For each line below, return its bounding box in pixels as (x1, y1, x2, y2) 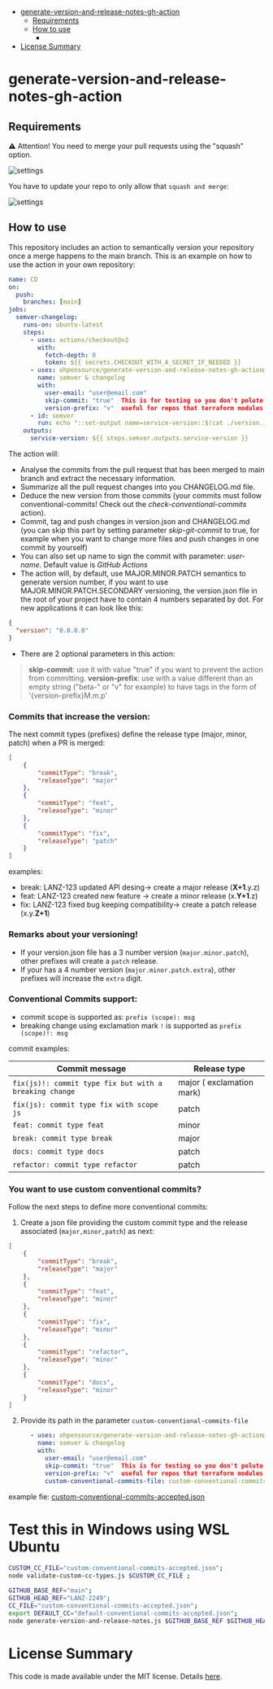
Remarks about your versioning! (8, 929, 138, 940)
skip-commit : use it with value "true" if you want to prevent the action (28, 664, 264, 674)
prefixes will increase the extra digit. (19, 973, 144, 983)
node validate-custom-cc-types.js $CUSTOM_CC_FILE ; (8, 1572, 191, 1580)
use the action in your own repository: (8, 260, 136, 269)
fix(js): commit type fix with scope (12, 1100, 158, 1109)
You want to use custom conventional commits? (8, 1184, 201, 1195)
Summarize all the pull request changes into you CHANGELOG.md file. (19, 482, 256, 492)
